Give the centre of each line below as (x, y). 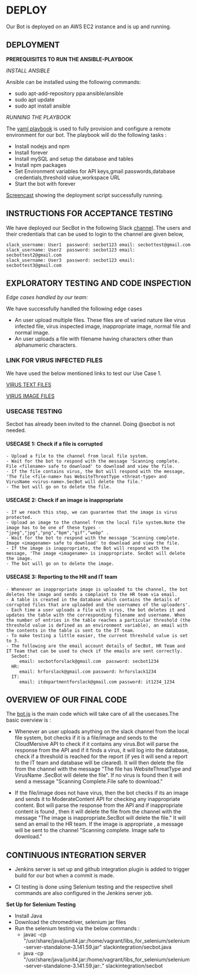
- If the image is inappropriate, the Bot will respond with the (88, 548)
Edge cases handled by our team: (47, 297)
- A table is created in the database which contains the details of (93, 599)
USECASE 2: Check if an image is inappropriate (65, 500)
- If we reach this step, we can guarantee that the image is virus (92, 512)
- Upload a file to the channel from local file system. (77, 456)
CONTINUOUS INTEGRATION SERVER (76, 855)
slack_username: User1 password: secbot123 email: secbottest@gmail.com (98, 244)
